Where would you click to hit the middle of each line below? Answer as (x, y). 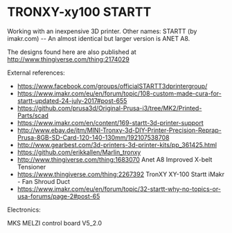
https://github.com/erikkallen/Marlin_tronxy (79, 152)
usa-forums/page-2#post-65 (59, 196)
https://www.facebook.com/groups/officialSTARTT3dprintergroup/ (112, 86)
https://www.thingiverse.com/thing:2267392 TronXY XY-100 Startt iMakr (121, 174)
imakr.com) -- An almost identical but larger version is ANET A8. (99, 38)
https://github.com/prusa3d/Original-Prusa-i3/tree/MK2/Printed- (109, 108)
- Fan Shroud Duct (44, 181)
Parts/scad (33, 115)
